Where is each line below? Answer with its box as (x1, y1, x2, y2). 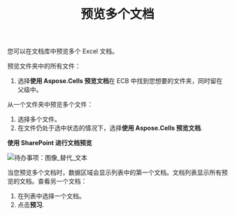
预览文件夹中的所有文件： (7, 62, 81, 71)
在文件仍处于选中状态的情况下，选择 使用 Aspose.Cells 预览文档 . (17, 124, 203, 133)
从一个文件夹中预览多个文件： (7, 101, 93, 109)
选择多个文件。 (17, 115, 61, 124)
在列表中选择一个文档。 (17, 192, 85, 200)
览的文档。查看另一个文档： (7, 177, 87, 186)
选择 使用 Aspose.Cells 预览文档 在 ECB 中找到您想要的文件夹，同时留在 (17, 77, 223, 85)
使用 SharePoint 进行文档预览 (7, 139, 92, 147)
